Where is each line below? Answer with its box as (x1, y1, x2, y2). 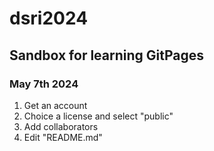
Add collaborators (23, 120, 99, 132)
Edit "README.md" (23, 131, 103, 143)
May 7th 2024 (9, 77, 79, 91)
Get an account (23, 99, 88, 111)
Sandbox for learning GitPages (9, 47, 205, 64)
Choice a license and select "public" (23, 110, 174, 122)
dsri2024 (9, 7, 89, 30)
